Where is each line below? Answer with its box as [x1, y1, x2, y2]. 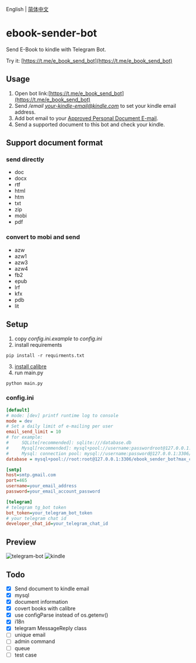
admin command [14, 638, 55, 645]
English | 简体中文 [6, 6, 49, 12]
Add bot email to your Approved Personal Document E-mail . [14, 114, 159, 122]
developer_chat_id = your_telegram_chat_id [6, 521, 108, 527]
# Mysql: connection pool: [6, 450, 82, 456]
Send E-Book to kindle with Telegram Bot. [6, 46, 106, 53]
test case [14, 651, 37, 658]
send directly [6, 155, 45, 163]
